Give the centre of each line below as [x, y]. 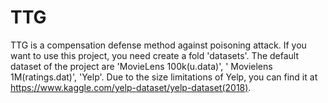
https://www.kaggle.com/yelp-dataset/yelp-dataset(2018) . [131, 87]
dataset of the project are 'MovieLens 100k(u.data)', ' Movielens [141, 66]
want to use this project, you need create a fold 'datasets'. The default [155, 55]
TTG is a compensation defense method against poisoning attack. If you [158, 45]
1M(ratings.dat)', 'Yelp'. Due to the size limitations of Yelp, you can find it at [164, 77]
